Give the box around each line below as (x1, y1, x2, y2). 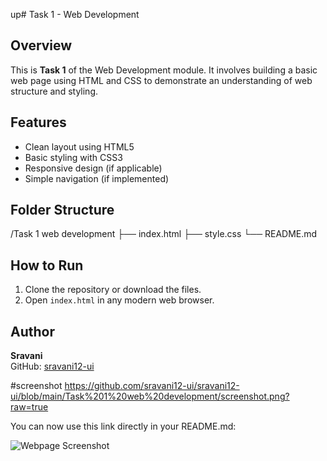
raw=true (10, 401, 49, 413)
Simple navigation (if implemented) (24, 172, 170, 184)
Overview (10, 37, 73, 54)
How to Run (10, 257, 84, 274)
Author (10, 323, 55, 340)
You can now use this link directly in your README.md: (10, 420, 237, 433)
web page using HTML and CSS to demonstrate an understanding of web (10, 74, 313, 86)
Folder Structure (10, 202, 115, 219)
